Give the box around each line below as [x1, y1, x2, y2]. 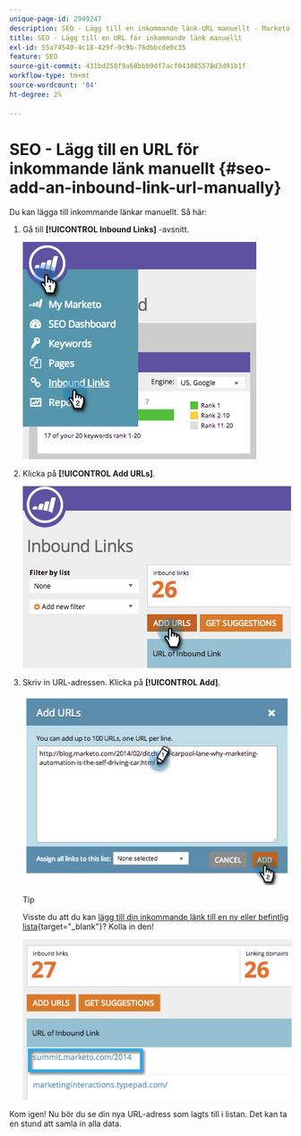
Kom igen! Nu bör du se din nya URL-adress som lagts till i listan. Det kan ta [9, 1108, 288, 1119]
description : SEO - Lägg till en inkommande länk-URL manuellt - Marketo [9, 23, 291, 33]
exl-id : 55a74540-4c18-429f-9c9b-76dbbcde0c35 [9, 43, 186, 52]
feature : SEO [9, 52, 58, 62]
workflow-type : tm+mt [9, 72, 90, 81]
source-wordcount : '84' [9, 81, 99, 90]
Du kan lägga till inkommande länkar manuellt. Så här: [9, 207, 208, 218]
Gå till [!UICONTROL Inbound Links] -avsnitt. [21, 224, 190, 235]
